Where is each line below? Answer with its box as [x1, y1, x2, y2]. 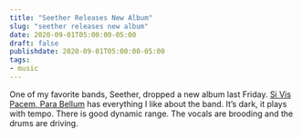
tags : [9, 55, 30, 64]
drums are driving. [9, 117, 79, 128]
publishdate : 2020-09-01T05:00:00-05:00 [9, 47, 166, 56]
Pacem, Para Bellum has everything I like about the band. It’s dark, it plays [9, 98, 287, 109]
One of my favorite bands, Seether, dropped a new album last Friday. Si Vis [9, 88, 292, 100]
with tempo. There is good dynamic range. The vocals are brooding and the [9, 108, 294, 119]
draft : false [9, 38, 59, 48]
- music [9, 64, 39, 74]
